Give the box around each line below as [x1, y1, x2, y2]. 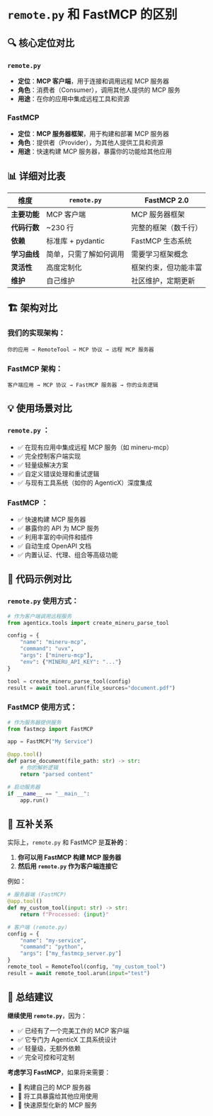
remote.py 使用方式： [7, 596, 79, 606]
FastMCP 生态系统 [131, 236, 192, 246]
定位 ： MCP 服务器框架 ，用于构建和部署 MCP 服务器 [17, 130, 170, 138]
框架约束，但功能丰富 [131, 263, 203, 272]
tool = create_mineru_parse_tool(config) [7, 677, 132, 685]
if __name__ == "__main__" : [7, 790, 91, 797]
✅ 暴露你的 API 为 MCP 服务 [17, 524, 100, 532]
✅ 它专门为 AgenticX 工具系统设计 [17, 1035, 117, 1044]
